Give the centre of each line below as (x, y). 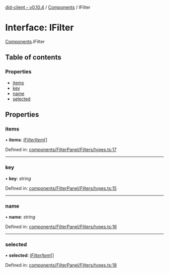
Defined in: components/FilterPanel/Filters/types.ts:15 (61, 188)
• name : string (20, 217)
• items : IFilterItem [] (26, 140)
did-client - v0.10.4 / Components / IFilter (48, 7)
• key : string (18, 178)
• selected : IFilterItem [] (30, 255)
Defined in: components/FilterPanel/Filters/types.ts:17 (61, 150)
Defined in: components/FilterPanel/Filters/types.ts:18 (61, 265)
